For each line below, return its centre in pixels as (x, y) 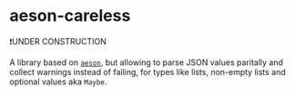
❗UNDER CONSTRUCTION (58, 41)
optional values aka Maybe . (58, 82)
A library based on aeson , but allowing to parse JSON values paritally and (147, 62)
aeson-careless (70, 16)
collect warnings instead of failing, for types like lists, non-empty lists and (148, 72)
